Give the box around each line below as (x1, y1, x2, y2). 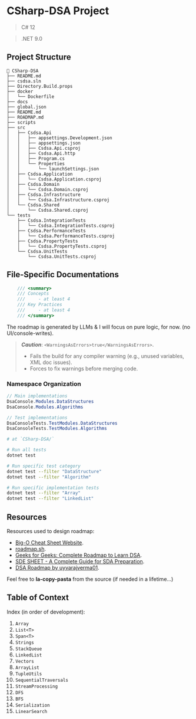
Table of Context (6, 593, 69, 603)
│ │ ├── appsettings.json (6, 140, 81, 146)
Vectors (15, 658, 34, 664)
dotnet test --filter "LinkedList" (6, 495, 94, 502)
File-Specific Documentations (6, 270, 119, 280)
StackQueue (15, 646, 42, 652)
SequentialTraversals (15, 677, 68, 683)
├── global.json (6, 104, 46, 110)
